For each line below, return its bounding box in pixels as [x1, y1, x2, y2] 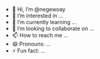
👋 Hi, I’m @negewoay [12, 6, 65, 13]
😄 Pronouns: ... [12, 40, 52, 48]
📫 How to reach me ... [12, 32, 68, 39]
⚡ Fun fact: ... [12, 47, 45, 54]
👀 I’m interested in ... [12, 12, 64, 19]
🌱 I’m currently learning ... [12, 19, 77, 25]
